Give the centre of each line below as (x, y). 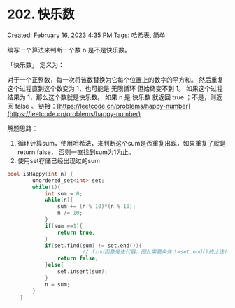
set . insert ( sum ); (83, 272)
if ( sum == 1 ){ (63, 226)
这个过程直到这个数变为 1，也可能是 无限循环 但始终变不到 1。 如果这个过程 (115, 88)
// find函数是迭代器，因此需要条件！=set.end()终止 (150, 252)
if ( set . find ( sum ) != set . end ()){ (93, 246)
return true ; (76, 232)
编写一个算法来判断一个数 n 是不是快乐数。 (69, 50)
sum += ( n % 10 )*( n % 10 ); (97, 206)
